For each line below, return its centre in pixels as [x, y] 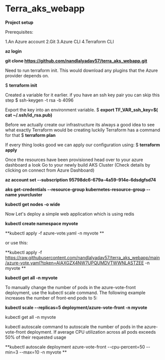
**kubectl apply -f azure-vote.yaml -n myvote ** [55, 233]
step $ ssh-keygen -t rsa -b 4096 [39, 100]
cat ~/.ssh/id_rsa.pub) [29, 115]
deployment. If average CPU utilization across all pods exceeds [91, 332]
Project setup [19, 22]
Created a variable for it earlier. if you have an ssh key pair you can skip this [82, 95]
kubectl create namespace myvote [42, 223]
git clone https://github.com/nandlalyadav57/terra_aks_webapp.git [76, 60]
